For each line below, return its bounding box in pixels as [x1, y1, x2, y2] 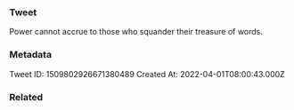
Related [9, 90, 44, 103]
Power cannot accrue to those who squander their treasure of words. [9, 27, 263, 37]
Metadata [9, 49, 52, 61]
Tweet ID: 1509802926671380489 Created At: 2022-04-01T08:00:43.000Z [9, 68, 285, 79]
